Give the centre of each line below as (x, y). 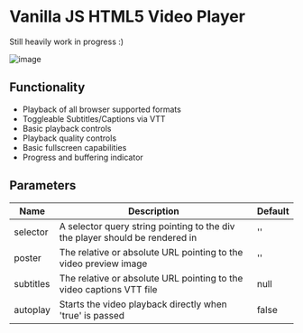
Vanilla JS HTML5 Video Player (128, 17)
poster (28, 257)
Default (273, 211)
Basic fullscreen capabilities (74, 147)
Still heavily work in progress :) (67, 42)
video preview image (103, 264)
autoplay (32, 310)
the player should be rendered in (128, 237)
